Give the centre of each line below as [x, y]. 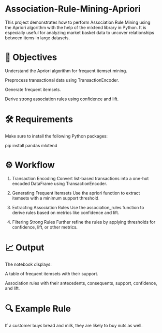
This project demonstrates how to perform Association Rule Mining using [78, 22]
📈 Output [25, 247]
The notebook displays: [28, 264]
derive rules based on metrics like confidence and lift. [66, 212]
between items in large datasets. [37, 38]
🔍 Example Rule [38, 309]
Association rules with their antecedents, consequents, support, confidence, [81, 283]
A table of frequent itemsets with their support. [52, 273]
